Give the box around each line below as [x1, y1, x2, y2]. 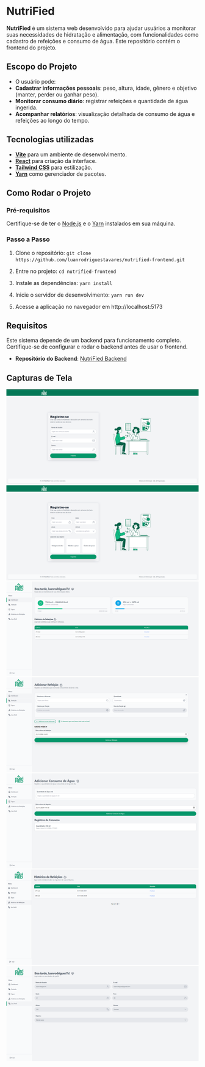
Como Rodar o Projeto [6, 187, 92, 198]
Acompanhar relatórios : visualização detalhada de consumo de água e [15, 110, 195, 117]
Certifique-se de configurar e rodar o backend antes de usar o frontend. [6, 343, 188, 350]
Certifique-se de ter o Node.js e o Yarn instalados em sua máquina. [6, 220, 176, 227]
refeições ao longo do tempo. [15, 117, 90, 124]
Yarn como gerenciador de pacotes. [15, 170, 107, 178]
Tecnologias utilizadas [6, 134, 94, 145]
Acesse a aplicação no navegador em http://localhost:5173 [15, 303, 163, 310]
